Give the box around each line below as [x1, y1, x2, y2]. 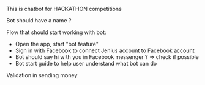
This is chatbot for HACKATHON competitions [6, 5, 122, 12]
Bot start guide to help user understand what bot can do [15, 60, 157, 67]
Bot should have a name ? [6, 17, 72, 24]
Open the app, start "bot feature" [15, 41, 99, 47]
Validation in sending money [6, 72, 78, 78]
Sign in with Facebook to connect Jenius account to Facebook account [15, 47, 195, 54]
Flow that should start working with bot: [6, 29, 106, 36]
